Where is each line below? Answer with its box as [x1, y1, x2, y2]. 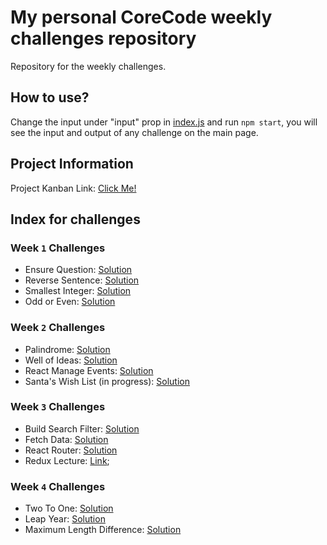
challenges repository [10, 27, 197, 50]
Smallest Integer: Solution [24, 285, 132, 297]
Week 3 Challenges [10, 400, 106, 414]
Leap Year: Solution [24, 513, 106, 525]
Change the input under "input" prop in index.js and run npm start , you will [10, 116, 318, 128]
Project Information [10, 156, 134, 173]
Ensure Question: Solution [24, 264, 133, 276]
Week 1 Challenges [10, 241, 106, 255]
